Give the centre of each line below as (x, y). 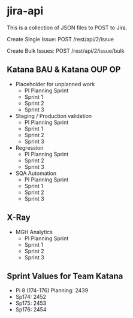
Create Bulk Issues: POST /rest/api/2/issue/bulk (66, 51)
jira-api (25, 11)
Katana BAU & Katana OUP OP (64, 70)
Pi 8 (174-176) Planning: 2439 (52, 290)
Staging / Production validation (54, 116)
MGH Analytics (34, 232)
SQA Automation (36, 173)
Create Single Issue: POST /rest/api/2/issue (61, 39)
